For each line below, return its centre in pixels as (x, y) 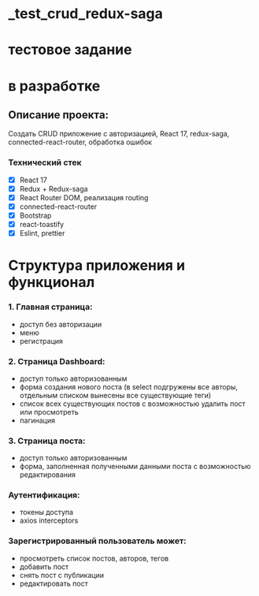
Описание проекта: (58, 115)
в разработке (54, 86)
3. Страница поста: (47, 441)
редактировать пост (54, 583)
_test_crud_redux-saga (86, 14)
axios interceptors (49, 520)
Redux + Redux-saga (54, 188)
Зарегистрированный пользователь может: (97, 541)
